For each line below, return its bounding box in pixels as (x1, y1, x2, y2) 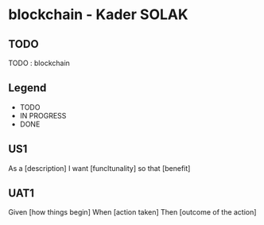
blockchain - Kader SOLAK (8, 6, 188, 24)
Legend (8, 81, 47, 95)
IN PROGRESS (19, 111, 67, 120)
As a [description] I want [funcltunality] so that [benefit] (8, 163, 191, 173)
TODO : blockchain (8, 58, 70, 68)
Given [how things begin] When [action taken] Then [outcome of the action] (8, 208, 257, 217)
